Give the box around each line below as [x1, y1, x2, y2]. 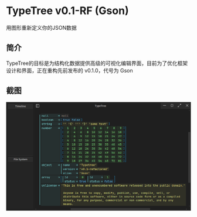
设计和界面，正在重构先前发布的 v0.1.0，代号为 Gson [6, 67, 133, 74]
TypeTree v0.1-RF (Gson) [6, 4, 129, 18]
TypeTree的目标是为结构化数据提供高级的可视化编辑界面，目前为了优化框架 [6, 60, 188, 67]
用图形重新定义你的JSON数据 [6, 24, 77, 31]
